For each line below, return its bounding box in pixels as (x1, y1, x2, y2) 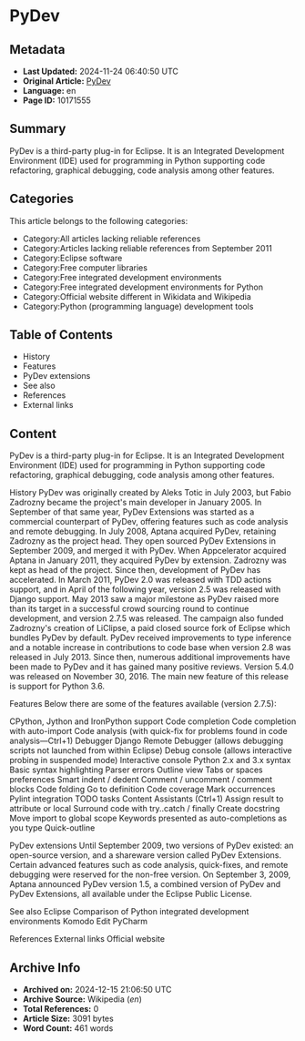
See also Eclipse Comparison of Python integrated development (9, 906, 249, 917)
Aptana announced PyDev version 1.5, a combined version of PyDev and (9, 879, 281, 890)
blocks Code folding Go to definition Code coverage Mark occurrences (9, 784, 276, 795)
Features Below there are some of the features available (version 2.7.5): (9, 699, 277, 709)
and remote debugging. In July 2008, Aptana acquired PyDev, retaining (9, 526, 277, 537)
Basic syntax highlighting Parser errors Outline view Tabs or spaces (9, 764, 263, 775)
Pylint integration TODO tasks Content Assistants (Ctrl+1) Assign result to (9, 793, 284, 804)
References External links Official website (9, 934, 166, 944)
